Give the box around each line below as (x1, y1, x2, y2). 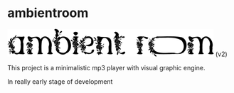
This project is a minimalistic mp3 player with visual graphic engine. (7, 63, 206, 72)
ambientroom (7, 5, 89, 21)
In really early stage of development (7, 77, 113, 86)
